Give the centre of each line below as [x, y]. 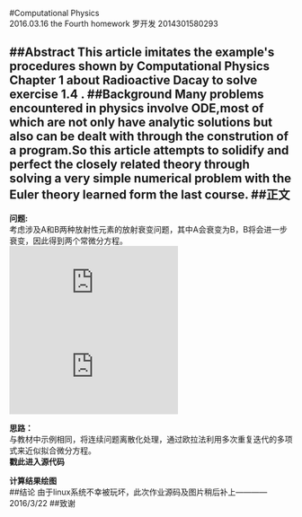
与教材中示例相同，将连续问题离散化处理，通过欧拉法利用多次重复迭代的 [143, 439]
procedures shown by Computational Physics [140, 66]
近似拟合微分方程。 [60, 450]
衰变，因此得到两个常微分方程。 [68, 241]
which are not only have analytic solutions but [141, 123]
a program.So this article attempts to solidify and [149, 150]
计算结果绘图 [33, 480]
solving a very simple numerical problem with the [151, 179]
